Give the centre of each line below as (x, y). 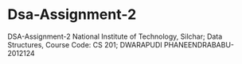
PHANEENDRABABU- (199, 44)
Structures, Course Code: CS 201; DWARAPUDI (85, 44)
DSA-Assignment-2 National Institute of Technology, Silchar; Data (115, 36)
